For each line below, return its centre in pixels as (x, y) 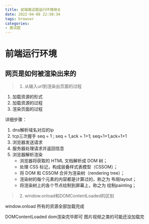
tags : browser (20, 19)
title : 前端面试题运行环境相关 (33, 10)
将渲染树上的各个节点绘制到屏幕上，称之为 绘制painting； (78, 186)
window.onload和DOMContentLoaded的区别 (69, 196)
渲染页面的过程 (27, 109)
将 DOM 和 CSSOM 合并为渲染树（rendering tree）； (72, 173)
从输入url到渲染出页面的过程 (53, 86)
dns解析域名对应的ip (33, 130)
